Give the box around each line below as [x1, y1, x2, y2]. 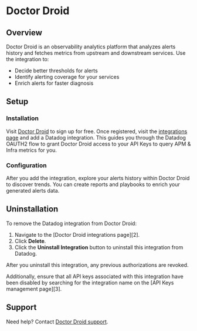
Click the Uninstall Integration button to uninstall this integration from [14, 243, 184, 251]
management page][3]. [6, 285, 62, 292]
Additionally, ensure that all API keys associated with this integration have [6, 273, 184, 280]
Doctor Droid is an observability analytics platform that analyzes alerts [6, 43, 176, 50]
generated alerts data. [6, 187, 60, 194]
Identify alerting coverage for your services [14, 74, 120, 80]
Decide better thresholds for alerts [14, 67, 98, 74]
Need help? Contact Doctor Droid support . [6, 318, 108, 325]
